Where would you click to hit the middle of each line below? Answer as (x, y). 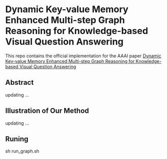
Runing (17, 139)
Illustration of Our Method (47, 111)
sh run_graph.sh (22, 151)
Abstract (20, 83)
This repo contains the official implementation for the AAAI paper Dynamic (83, 56)
